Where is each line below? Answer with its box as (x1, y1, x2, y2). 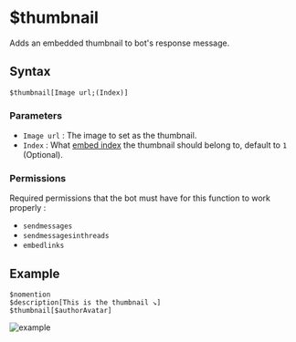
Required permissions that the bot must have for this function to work (9, 192, 271, 203)
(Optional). (22, 150, 64, 161)
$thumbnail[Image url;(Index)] (9, 88, 129, 98)
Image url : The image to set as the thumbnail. (22, 130, 197, 141)
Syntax (9, 64, 51, 79)
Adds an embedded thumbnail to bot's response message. (9, 37, 230, 48)
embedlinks (22, 241, 65, 251)
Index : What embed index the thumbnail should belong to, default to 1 (22, 140, 288, 150)
